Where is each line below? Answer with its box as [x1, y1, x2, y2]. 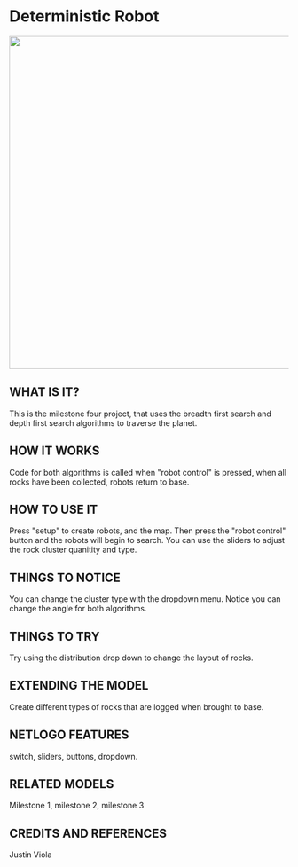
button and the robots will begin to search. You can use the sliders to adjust [9, 535, 286, 546]
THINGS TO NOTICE [9, 570, 122, 585]
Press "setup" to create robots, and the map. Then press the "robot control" [9, 525, 286, 536]
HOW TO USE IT [9, 501, 98, 516]
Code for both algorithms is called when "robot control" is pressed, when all [9, 467, 286, 477]
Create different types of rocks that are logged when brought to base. [9, 701, 264, 712]
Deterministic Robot [9, 6, 160, 27]
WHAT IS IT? [9, 384, 80, 400]
